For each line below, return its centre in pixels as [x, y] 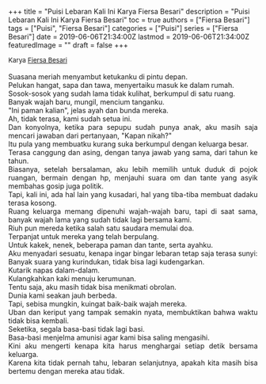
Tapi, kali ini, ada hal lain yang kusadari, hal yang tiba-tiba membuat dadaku [133, 194]
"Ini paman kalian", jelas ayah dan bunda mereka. [88, 110]
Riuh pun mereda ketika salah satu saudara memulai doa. [101, 228]
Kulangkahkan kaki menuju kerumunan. [72, 279]
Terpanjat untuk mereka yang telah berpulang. [84, 236]
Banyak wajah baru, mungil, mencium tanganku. [86, 102]
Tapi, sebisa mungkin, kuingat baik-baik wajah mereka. [98, 304]
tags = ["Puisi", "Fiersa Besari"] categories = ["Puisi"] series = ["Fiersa [123, 28]
